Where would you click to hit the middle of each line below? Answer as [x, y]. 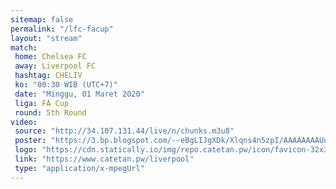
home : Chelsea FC [50, 57]
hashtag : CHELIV [48, 76]
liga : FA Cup [42, 103]
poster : [30, 141]
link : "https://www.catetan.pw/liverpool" [104, 159]
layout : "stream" [46, 38]
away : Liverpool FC [55, 66]
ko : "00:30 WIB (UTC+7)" [66, 85]
